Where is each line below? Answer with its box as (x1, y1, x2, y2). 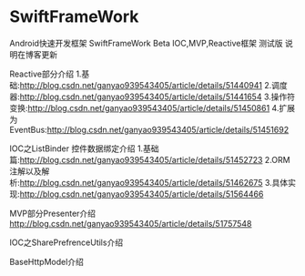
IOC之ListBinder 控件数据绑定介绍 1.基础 (9, 143, 159, 154)
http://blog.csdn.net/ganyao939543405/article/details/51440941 (19, 79, 262, 90)
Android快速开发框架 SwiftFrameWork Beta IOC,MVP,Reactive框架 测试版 (9, 37, 284, 48)
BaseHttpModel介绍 (9, 256, 85, 267)
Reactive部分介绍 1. (9, 68, 82, 79)
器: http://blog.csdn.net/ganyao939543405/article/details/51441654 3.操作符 (9, 91, 296, 102)
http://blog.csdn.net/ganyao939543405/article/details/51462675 (19, 177, 263, 188)
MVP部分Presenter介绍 (9, 208, 97, 219)
